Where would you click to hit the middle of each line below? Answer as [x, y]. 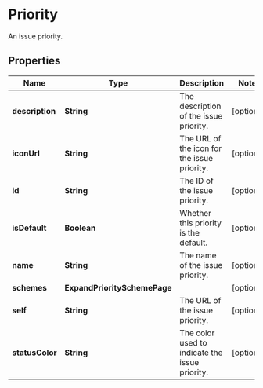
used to [193, 342]
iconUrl [26, 153]
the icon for [201, 148]
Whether [195, 213]
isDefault [29, 228]
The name [198, 255]
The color [197, 333]
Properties [34, 61]
